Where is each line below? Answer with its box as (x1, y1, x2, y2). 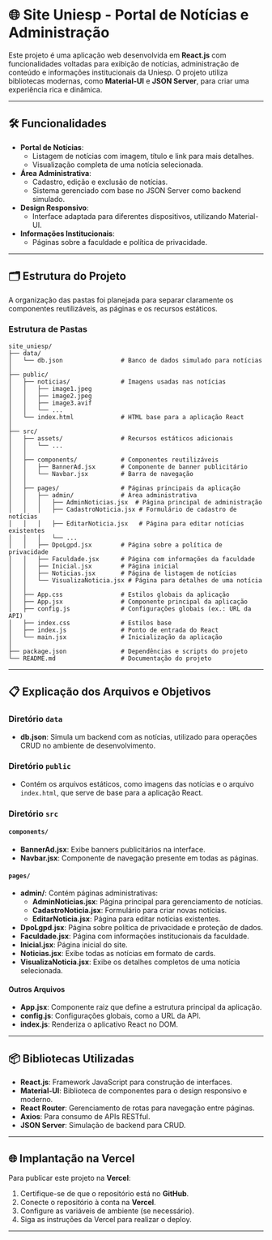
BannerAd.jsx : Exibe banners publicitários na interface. (19, 844, 206, 854)
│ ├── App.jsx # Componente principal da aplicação (8, 598, 249, 606)
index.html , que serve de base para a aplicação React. (19, 787, 204, 797)
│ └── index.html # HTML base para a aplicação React (8, 413, 244, 421)
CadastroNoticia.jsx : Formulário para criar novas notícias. (32, 906, 227, 916)
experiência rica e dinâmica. (8, 84, 103, 94)
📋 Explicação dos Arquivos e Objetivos (8, 685, 211, 699)
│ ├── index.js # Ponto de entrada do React (8, 626, 219, 634)
